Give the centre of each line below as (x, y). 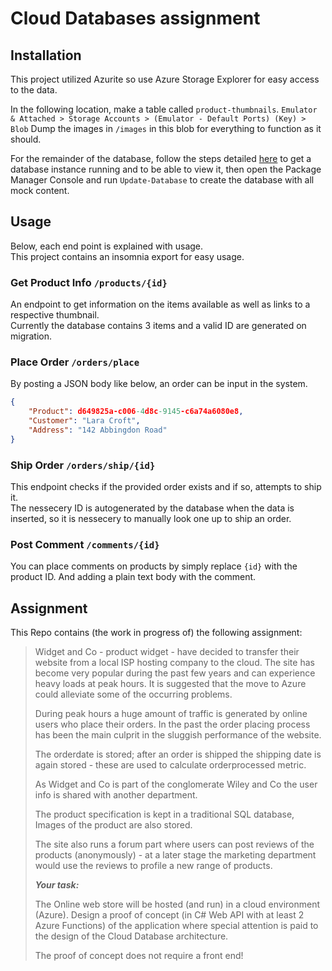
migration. (31, 336)
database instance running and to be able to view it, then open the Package (166, 169)
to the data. (34, 90)
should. (26, 139)
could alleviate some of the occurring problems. (133, 694)
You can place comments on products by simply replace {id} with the (154, 566)
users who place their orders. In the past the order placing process (172, 724)
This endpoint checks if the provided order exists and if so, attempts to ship (166, 487)
